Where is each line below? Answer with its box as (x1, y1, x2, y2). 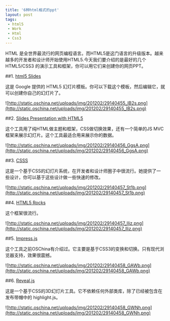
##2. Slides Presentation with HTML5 (5, 115, 84, 121)
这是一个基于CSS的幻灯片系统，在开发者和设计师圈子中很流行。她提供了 (5, 168, 157, 174)
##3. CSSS (5, 157, 28, 163)
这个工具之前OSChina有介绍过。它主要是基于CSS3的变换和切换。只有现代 (5, 245, 160, 252)
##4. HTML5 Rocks (5, 199, 46, 205)
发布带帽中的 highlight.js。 (5, 294, 61, 300)
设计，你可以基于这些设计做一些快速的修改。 (9, 174, 103, 180)
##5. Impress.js (5, 235, 38, 241)
